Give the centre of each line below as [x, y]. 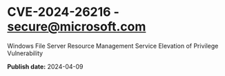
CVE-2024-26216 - [63, 12]
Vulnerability [25, 53]
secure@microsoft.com [77, 27]
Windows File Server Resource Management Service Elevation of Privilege [113, 46]
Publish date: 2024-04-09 [45, 66]
